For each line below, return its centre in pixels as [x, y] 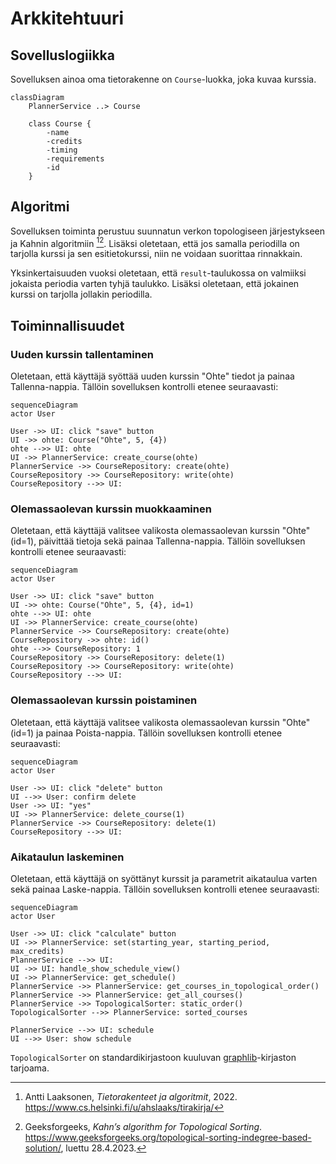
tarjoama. [30, 1068]
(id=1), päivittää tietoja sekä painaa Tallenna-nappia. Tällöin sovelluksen [158, 541]
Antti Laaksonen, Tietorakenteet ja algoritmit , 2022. [131, 1097]
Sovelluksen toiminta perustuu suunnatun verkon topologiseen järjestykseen [167, 231]
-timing [62, 150]
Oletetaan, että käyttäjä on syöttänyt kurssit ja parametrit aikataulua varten [164, 879]
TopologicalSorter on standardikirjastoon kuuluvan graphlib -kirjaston [153, 1058]
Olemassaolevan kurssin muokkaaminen [111, 509]
